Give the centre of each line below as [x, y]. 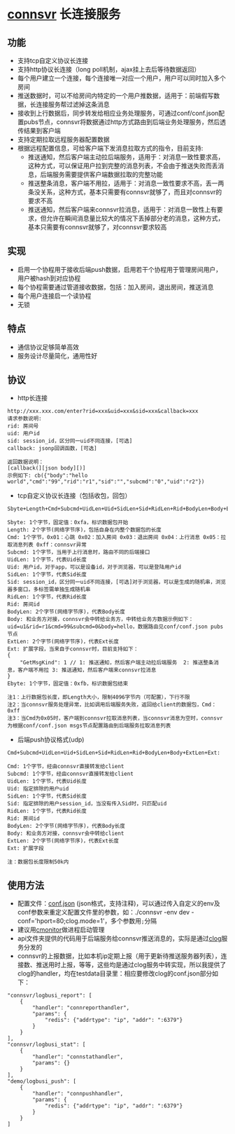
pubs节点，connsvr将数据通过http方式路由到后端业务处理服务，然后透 [125, 122]
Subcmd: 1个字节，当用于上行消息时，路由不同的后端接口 [79, 552]
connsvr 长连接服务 [64, 14]
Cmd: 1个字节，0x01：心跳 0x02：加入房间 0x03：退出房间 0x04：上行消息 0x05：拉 [117, 538]
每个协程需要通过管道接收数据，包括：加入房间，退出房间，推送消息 [115, 287]
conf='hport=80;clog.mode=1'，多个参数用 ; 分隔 [87, 921]
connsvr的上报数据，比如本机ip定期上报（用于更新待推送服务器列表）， [119, 956]
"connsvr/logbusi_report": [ [50, 996]
